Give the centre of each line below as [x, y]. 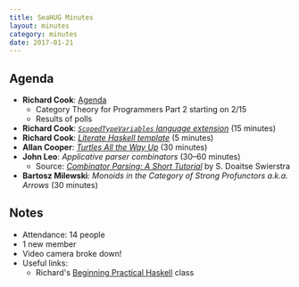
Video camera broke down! [72, 253]
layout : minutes [39, 26]
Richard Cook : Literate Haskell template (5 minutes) [118, 138]
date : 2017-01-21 [42, 42]
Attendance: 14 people [63, 234]
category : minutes [43, 34]
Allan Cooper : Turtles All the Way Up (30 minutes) [115, 147]
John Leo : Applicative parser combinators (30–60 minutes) [131, 157]
